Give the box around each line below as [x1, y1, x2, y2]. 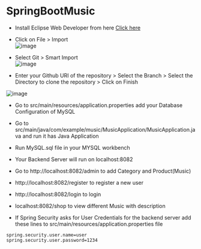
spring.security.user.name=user [6, 232, 87, 238]
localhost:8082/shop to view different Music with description [14, 202, 166, 209]
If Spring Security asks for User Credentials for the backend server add [14, 214, 191, 221]
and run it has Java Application [22, 132, 99, 140]
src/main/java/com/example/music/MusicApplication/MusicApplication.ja [14, 126, 196, 133]
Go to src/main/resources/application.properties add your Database [14, 101, 183, 109]
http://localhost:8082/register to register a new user [14, 179, 144, 186]
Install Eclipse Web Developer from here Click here [14, 24, 141, 31]
